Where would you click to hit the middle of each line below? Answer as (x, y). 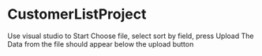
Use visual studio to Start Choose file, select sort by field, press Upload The (131, 36)
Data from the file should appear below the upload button (101, 44)
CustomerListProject (77, 14)
